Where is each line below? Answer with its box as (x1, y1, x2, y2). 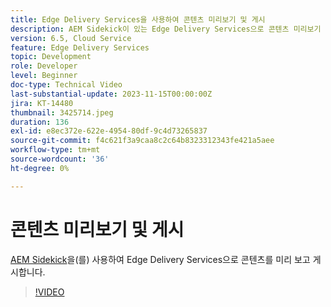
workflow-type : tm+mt (10, 145, 101, 155)
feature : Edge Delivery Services (10, 42, 150, 53)
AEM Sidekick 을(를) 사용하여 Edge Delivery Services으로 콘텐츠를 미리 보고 (10, 253, 311, 265)
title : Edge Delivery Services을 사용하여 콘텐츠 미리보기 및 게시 (10, 14, 266, 25)
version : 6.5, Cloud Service (10, 33, 132, 43)
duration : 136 (10, 117, 70, 127)
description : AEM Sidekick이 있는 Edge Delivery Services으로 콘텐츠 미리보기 (10, 24, 322, 34)
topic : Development (10, 52, 92, 62)
